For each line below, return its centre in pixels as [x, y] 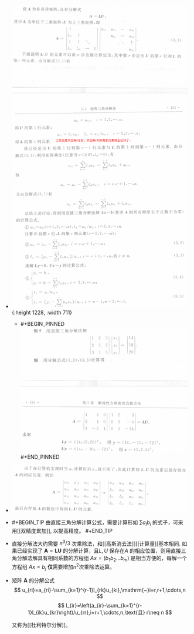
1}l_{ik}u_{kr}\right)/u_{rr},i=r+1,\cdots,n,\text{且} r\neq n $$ [100, 612]
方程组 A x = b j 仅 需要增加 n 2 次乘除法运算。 [63, 567]
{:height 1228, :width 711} [42, 312]
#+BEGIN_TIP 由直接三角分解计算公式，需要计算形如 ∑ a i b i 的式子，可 [95, 523]
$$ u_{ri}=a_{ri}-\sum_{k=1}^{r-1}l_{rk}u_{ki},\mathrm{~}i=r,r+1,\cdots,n [100, 590]
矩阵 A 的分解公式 [33, 580]
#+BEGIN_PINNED [42, 323]
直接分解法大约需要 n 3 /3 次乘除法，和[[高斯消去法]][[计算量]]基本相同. [96, 543]
